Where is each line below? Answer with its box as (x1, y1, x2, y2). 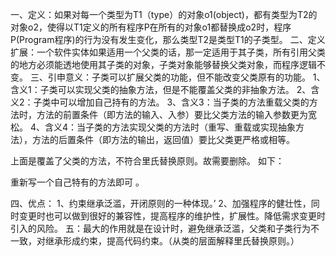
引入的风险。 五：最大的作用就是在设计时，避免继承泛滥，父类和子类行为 (10, 223, 311, 234)
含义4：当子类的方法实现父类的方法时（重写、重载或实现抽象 (44, 121, 297, 133)
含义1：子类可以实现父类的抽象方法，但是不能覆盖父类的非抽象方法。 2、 (10, 84, 312, 95)
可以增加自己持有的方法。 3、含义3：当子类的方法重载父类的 (59, 96, 310, 108)
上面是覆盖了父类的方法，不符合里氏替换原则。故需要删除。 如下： (10, 155, 285, 167)
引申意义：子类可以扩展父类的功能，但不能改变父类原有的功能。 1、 (47, 71, 326, 83)
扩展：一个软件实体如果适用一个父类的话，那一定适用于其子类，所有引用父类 (10, 46, 326, 58)
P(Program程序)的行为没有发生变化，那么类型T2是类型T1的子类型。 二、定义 (10, 34, 326, 45)
